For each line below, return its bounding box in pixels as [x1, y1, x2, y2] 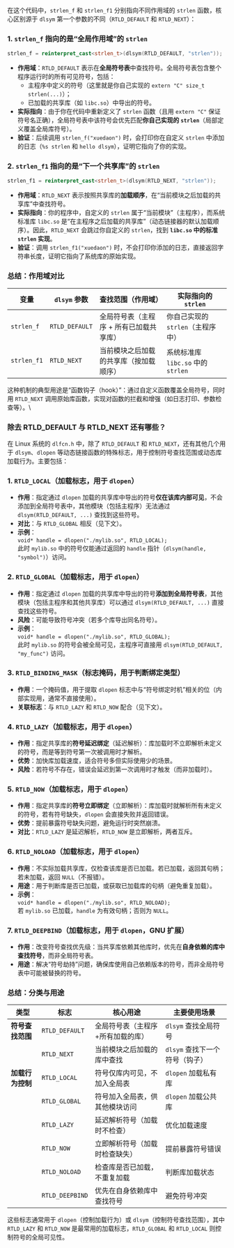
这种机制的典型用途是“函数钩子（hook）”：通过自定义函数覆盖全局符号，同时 [7, 386, 226, 394]
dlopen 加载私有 [165, 1068, 217, 1078]
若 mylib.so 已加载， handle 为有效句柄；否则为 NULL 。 [17, 906, 173, 915]
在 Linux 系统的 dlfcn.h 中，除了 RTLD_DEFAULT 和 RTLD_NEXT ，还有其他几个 [7, 439, 220, 448]
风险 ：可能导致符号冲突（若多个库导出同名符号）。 [17, 615, 162, 624]
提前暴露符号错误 [165, 1144, 221, 1154]
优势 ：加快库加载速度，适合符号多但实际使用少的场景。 [17, 756, 176, 765]
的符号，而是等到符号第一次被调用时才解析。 [17, 748, 146, 756]
